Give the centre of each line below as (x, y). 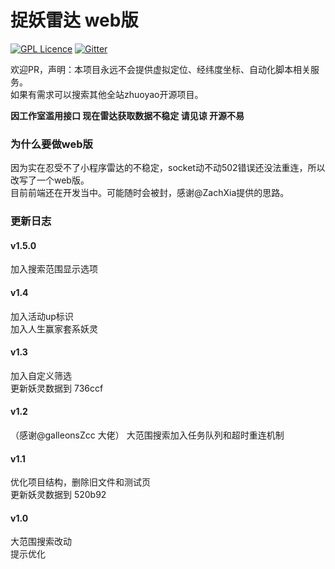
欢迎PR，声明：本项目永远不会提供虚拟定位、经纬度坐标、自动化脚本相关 (160, 69)
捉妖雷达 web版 (74, 20)
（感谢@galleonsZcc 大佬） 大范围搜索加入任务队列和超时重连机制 (147, 435)
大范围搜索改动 (41, 542)
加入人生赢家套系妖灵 (54, 328)
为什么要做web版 (51, 144)
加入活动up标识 (42, 316)
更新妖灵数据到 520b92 (58, 495)
